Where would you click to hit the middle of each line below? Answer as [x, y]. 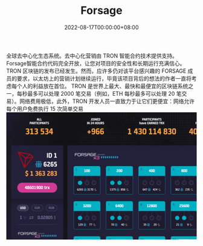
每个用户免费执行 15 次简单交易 [45, 108]
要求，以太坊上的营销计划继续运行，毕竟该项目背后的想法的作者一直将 [104, 78]
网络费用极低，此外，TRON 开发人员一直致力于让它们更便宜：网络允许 [107, 101]
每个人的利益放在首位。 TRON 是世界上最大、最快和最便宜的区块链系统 [100, 86]
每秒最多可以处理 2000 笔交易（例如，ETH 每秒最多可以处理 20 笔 [99, 93]
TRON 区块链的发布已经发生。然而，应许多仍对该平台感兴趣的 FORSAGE [96, 71]
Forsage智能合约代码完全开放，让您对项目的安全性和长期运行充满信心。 [96, 63]
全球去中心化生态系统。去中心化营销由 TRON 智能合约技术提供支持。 [92, 56]
